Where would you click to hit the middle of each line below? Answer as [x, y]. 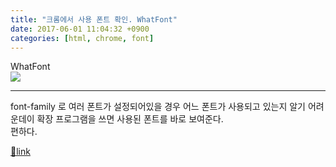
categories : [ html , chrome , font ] [82, 38]
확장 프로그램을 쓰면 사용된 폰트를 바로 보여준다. [130, 119]
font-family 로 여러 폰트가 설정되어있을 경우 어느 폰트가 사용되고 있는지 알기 [158, 107]
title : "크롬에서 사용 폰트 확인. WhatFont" [94, 19]
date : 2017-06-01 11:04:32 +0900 [80, 29]
